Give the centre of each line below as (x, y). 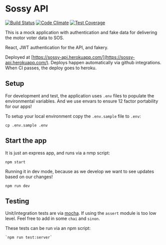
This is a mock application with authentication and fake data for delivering (81, 32)
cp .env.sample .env (27, 125)
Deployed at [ (19, 57)
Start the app (26, 141)
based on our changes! (29, 177)
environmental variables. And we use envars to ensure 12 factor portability (82, 101)
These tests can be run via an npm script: (48, 228)
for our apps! (18, 106)
